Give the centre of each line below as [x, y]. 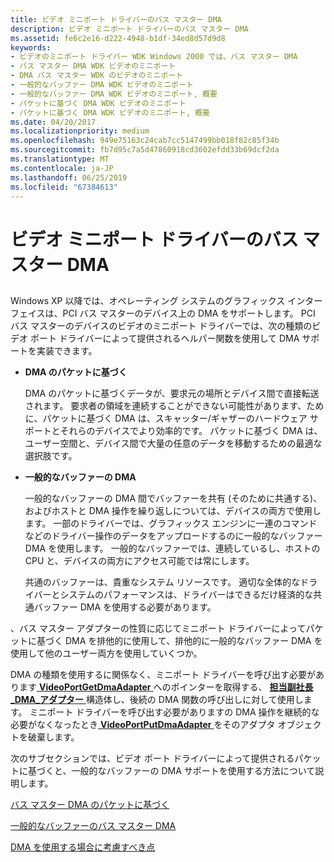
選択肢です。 [51, 455]
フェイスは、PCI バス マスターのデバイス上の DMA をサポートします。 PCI [163, 313]
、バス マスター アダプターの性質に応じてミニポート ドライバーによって [158, 628]
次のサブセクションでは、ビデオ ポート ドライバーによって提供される [152, 758]
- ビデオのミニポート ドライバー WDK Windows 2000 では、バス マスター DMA [154, 57]
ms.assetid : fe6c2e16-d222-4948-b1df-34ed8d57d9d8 [118, 38]
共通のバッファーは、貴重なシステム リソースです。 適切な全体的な [162, 582]
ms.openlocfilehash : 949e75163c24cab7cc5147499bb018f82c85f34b [145, 141]
